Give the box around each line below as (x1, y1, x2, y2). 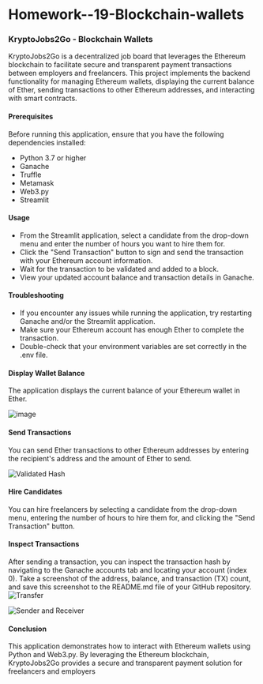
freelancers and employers (8, 667, 96, 676)
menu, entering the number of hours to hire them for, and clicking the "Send (8, 513, 255, 522)
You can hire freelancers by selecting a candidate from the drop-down (8, 504, 238, 514)
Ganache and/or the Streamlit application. (19, 317, 156, 326)
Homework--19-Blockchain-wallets (8, 6, 245, 24)
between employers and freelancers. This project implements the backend (8, 69, 250, 78)
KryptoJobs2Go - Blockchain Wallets (8, 34, 153, 45)
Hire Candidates (8, 487, 63, 497)
